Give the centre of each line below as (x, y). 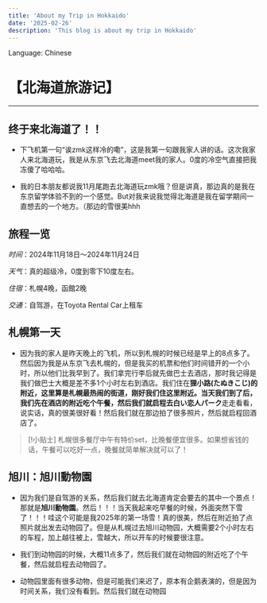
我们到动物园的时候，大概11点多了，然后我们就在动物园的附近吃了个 (131, 554)
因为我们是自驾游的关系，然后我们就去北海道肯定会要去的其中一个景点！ (138, 497)
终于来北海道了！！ (55, 129)
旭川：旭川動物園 (50, 477)
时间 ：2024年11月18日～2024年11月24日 (74, 254)
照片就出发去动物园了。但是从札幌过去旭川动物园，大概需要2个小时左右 (137, 527)
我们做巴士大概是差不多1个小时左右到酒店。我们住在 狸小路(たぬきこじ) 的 (139, 383)
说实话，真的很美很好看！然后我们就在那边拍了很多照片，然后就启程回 (135, 412)
